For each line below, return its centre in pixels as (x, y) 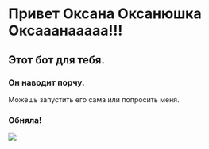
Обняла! (25, 120)
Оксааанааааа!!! (66, 31)
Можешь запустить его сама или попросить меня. (94, 99)
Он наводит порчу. (46, 82)
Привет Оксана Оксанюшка (105, 14)
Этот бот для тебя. (56, 60)
